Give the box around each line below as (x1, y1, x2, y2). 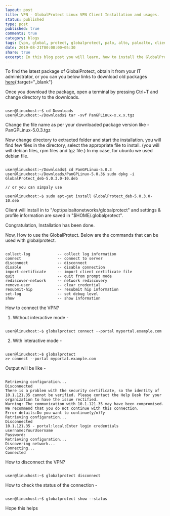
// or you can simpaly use (5, 185, 62, 190)
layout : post (5, 7, 33, 13)
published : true (5, 26, 39, 31)
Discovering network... (5, 441, 56, 447)
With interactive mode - (12, 337, 62, 344)
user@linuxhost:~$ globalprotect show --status (5, 496, 108, 501)
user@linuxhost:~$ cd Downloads (5, 108, 73, 114)
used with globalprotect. (5, 237, 56, 243)
